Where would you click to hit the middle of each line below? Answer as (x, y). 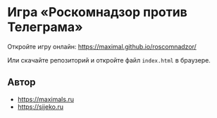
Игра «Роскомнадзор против (98, 12)
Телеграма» (45, 27)
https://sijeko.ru (40, 107)
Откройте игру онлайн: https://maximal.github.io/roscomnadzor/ (102, 46)
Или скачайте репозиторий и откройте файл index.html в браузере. (109, 60)
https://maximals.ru (45, 99)
